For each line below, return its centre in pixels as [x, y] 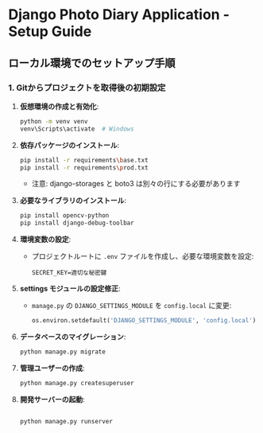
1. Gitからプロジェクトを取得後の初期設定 [87, 88]
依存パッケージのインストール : [70, 145]
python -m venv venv [54, 121]
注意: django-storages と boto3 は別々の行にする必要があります [136, 184]
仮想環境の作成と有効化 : [59, 106]
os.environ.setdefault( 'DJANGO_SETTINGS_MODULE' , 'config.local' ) [144, 321]
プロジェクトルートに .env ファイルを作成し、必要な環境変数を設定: [143, 256]
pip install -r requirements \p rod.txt [84, 168]
